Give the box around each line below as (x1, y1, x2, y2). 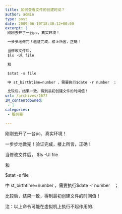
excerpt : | (5, 26, 28, 31)
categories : (5, 107, 30, 112)
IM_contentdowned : (5, 98, 43, 103)
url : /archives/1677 (5, 93, 48, 98)
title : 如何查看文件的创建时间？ (5, 7, 65, 12)
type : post (5, 16, 28, 21)
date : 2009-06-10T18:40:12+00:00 (5, 21, 74, 26)
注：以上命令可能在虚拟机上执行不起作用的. (5, 203, 94, 209)
